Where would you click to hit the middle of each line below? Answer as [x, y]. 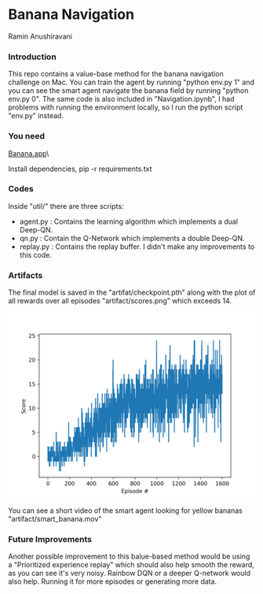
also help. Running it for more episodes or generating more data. [113, 581]
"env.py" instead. [36, 116]
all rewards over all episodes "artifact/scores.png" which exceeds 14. [120, 301]
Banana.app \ [29, 153]
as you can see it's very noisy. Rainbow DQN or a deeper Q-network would [130, 574]
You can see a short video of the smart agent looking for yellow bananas [126, 510]
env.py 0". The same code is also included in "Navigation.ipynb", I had [121, 99]
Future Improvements [50, 540]
